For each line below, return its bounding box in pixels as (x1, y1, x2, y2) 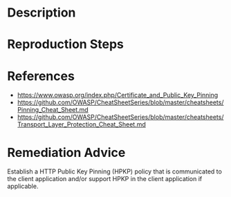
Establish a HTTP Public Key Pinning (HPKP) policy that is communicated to (7, 167, 223, 176)
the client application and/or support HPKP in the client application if (7, 175, 203, 183)
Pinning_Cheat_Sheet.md (17, 106, 89, 114)
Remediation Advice (7, 144, 126, 160)
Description (7, 5, 76, 21)
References (7, 68, 75, 84)
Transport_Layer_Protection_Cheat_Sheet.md (17, 120, 147, 129)
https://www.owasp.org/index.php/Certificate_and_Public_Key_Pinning (17, 91, 219, 100)
